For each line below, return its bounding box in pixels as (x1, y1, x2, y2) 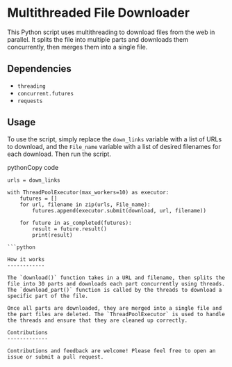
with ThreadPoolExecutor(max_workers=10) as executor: (7, 189, 169, 196)
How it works (7, 256, 45, 263)
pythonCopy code (7, 163, 59, 171)
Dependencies (7, 63, 72, 75)
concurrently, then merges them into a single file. (7, 42, 148, 51)
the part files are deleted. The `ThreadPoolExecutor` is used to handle (7, 311, 226, 318)
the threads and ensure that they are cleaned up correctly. (7, 317, 188, 324)
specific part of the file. (7, 292, 89, 299)
